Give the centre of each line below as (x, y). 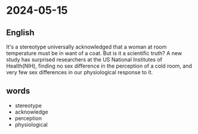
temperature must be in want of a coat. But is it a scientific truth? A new (94, 53)
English (20, 33)
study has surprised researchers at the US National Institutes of (84, 60)
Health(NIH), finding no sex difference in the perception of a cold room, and (99, 66)
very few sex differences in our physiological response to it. (80, 72)
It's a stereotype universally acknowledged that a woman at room (86, 47)
